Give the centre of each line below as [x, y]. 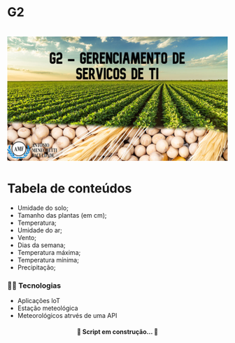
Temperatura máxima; [49, 252]
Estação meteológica [48, 308]
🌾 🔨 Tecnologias [34, 286]
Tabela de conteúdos [70, 189]
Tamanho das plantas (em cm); [62, 215]
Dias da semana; [41, 245]
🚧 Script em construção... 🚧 [117, 331]
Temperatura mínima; [48, 260]
